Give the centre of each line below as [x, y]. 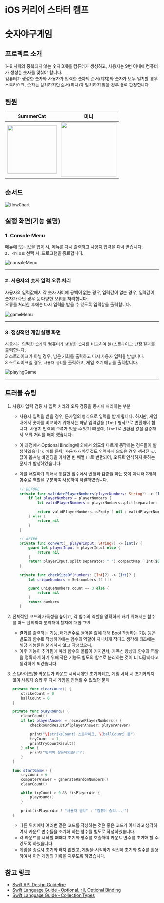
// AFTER [28, 539]
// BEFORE [30, 489]
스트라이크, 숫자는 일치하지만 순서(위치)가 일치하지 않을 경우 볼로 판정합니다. [78, 85]
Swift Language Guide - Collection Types [53, 895]
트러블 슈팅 [21, 393]
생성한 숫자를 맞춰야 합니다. [36, 73]
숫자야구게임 [29, 34]
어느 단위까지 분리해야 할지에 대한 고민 [54, 622]
